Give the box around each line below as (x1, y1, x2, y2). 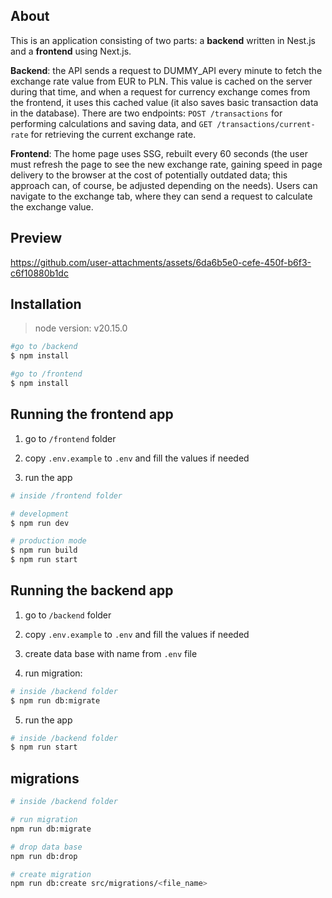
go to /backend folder (24, 609, 112, 621)
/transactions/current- (216, 119, 316, 129)
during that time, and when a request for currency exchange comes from (10, 85, 311, 98)
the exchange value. (10, 200, 94, 213)
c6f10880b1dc (10, 267, 69, 279)
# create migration (10, 869, 92, 879)
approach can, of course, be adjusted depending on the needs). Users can (10, 179, 318, 191)
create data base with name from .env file (24, 647, 198, 659)
